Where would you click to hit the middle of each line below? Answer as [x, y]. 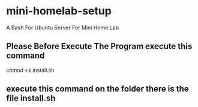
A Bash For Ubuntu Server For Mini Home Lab [62, 27]
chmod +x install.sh [31, 70]
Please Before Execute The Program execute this [99, 46]
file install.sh [31, 98]
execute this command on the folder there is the [97, 89]
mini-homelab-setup [59, 11]
